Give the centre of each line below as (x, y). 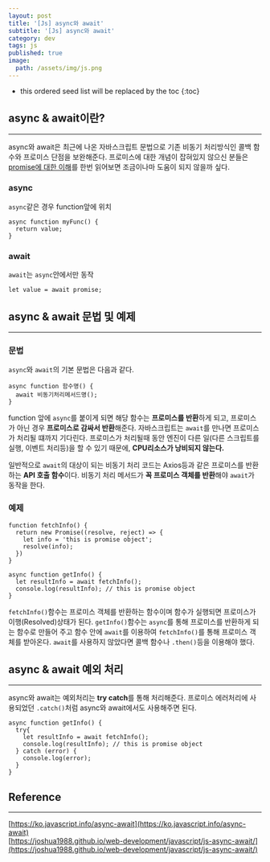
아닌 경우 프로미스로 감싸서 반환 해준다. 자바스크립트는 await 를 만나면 (124, 428)
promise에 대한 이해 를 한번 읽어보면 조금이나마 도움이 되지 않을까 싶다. (119, 166)
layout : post (30, 16)
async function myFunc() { (53, 222)
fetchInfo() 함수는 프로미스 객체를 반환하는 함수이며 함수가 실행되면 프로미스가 (132, 611)
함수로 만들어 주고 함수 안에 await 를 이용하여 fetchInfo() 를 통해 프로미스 (132, 631)
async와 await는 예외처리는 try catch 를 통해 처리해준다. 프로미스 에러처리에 (128, 698)
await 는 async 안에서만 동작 (51, 275)
